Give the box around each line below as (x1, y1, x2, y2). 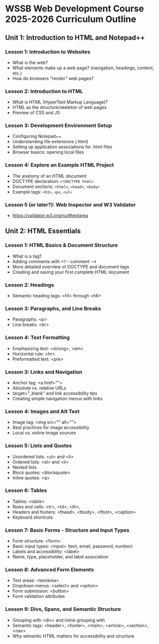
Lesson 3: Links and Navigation (5, 368, 82, 375)
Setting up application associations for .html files (12, 144, 113, 150)
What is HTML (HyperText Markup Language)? (12, 99, 108, 105)
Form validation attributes (12, 593, 65, 599)
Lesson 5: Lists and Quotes (5, 442, 72, 449)
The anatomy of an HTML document (12, 173, 87, 179)
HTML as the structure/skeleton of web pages (12, 104, 107, 110)
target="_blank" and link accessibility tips (12, 390, 98, 396)
